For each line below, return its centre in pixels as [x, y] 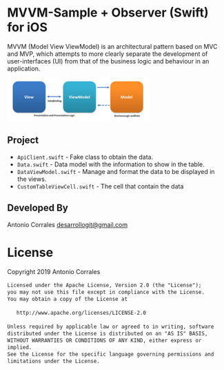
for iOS [28, 27]
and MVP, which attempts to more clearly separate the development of [108, 54]
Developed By [38, 208]
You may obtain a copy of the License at [68, 299]
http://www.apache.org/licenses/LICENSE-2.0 [81, 313]
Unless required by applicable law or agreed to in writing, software [111, 327]
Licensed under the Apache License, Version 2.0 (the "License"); [104, 285]
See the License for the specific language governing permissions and [111, 354]
